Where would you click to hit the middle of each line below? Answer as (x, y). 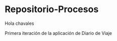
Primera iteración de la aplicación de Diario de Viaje (58, 33)
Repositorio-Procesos (52, 9)
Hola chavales (19, 23)
